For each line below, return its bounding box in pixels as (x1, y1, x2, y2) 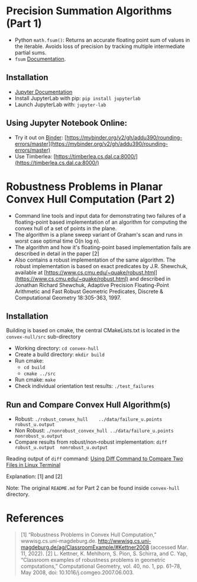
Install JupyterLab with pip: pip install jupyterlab (14, 94, 141, 101)
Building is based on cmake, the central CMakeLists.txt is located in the (6, 327, 180, 334)
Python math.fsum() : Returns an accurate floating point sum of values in (14, 36, 190, 43)
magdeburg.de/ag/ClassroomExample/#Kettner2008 (20, 544, 150, 551)
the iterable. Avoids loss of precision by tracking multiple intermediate (14, 43, 185, 50)
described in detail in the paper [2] (14, 250, 99, 257)
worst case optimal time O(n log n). (14, 237, 101, 244)
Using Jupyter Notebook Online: (6, 118, 128, 128)
